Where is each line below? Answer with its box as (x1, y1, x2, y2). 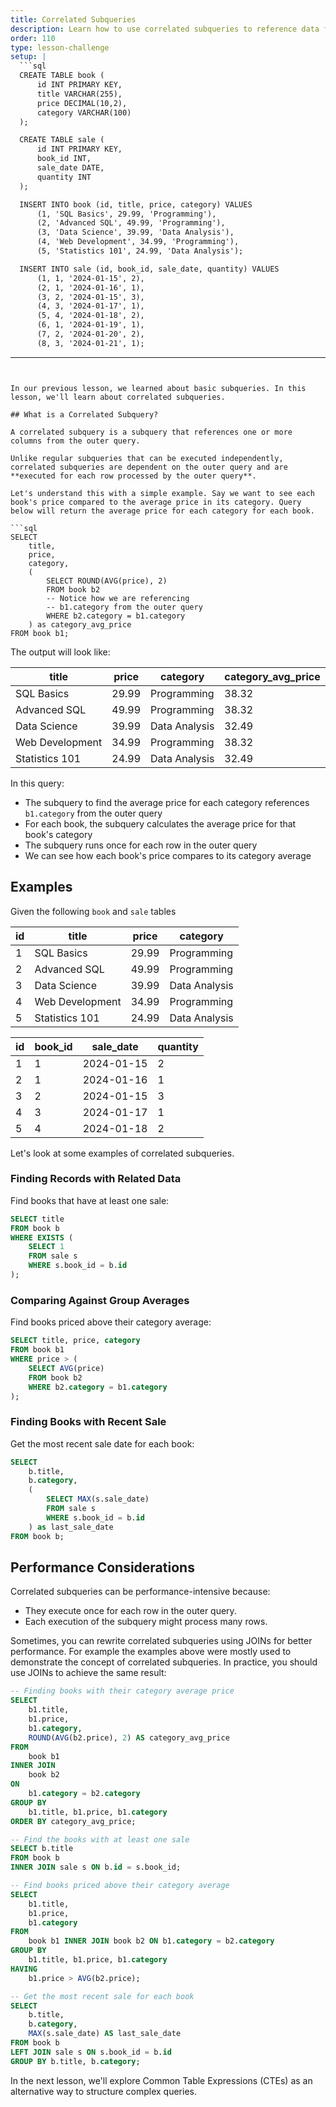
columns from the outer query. (10, 436, 141, 446)
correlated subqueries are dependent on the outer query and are (10, 462, 288, 472)
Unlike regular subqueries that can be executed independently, (10, 453, 284, 463)
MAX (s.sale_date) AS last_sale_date (28, 2029, 182, 2039)
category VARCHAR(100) (36, 107, 132, 118)
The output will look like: (10, 646, 111, 658)
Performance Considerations (10, 1559, 195, 1576)
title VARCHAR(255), (36, 89, 123, 99)
